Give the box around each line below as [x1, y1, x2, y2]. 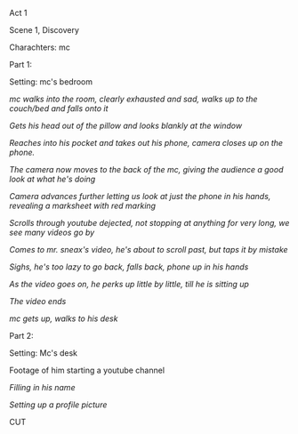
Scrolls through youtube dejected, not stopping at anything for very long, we [9, 218, 290, 228]
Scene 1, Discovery [9, 25, 80, 35]
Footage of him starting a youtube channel [9, 365, 165, 375]
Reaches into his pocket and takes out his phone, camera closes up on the [9, 138, 283, 148]
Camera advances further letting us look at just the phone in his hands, [9, 191, 271, 201]
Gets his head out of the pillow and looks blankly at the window [9, 120, 243, 131]
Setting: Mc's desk [9, 348, 78, 358]
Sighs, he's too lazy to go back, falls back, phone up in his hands [9, 261, 249, 272]
